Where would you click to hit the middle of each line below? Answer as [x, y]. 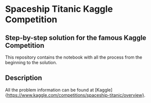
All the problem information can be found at [50, 90]
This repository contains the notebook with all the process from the [74, 57]
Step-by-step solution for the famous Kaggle [76, 38]
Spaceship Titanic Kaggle [59, 9]
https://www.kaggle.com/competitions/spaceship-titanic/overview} [75, 95]
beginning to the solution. [31, 62]
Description [24, 78]
